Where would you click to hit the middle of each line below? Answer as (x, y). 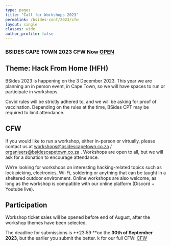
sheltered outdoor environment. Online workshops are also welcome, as (81, 178)
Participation (26, 205)
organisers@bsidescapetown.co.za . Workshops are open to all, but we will (84, 152)
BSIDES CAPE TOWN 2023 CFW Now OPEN (60, 52)
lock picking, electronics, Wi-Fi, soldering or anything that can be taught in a (86, 173)
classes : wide (20, 29)
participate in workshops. (32, 91)
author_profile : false (29, 34)
